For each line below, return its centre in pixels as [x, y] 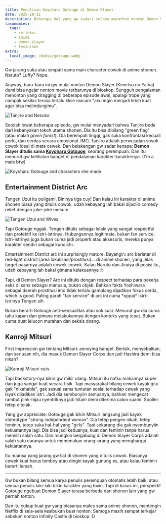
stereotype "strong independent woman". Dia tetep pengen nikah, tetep [78, 420]
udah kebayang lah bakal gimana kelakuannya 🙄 [54, 270]
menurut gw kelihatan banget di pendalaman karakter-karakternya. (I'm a [80, 157]
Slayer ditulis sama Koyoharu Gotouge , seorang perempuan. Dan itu [75, 151]
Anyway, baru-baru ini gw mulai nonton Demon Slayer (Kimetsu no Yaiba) [80, 85]
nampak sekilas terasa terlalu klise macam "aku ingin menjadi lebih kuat [78, 101]
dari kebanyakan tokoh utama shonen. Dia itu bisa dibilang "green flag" [77, 130]
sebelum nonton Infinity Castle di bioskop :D [50, 516]
